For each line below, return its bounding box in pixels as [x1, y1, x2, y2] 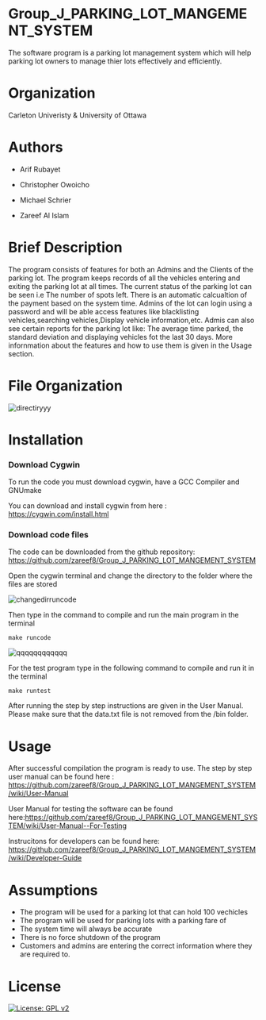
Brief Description [8, 239, 123, 256]
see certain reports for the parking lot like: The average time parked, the [8, 323, 244, 333]
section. [8, 348, 35, 358]
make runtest [8, 687, 51, 695]
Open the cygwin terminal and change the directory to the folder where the [8, 571, 253, 580]
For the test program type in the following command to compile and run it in [8, 664, 255, 673]
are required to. [19, 949, 70, 959]
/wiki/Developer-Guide [8, 853, 82, 863]
